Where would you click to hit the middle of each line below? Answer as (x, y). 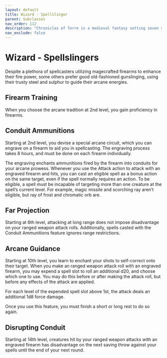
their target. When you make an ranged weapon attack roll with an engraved (83, 266)
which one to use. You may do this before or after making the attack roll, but (83, 277)
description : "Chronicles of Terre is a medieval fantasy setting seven (82, 28)
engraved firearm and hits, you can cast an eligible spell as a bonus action (81, 174)
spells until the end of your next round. (45, 350)
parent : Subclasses (25, 19)
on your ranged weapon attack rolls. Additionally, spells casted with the (78, 228)
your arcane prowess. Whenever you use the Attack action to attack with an (83, 168)
